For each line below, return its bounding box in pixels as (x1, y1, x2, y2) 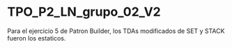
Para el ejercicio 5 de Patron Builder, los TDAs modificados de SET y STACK (7, 27, 225, 35)
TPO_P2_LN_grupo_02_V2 (7, 4, 162, 20)
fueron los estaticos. (7, 34, 66, 42)
